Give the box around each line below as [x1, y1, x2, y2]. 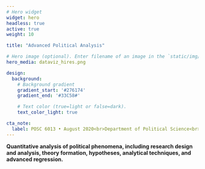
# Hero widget [6, 9, 43, 15]
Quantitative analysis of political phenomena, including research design [6, 142, 193, 150]
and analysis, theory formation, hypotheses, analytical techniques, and [6, 149, 192, 156]
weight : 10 [6, 32, 34, 38]
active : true [6, 26, 40, 32]
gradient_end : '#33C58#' [17, 92, 81, 99]
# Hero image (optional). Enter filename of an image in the [6, 53, 165, 60]
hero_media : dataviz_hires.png [6, 59, 86, 65]
